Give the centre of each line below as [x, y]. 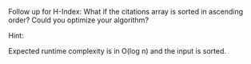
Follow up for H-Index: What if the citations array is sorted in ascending [126, 12]
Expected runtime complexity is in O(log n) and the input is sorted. [117, 51]
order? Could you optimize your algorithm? [79, 20]
